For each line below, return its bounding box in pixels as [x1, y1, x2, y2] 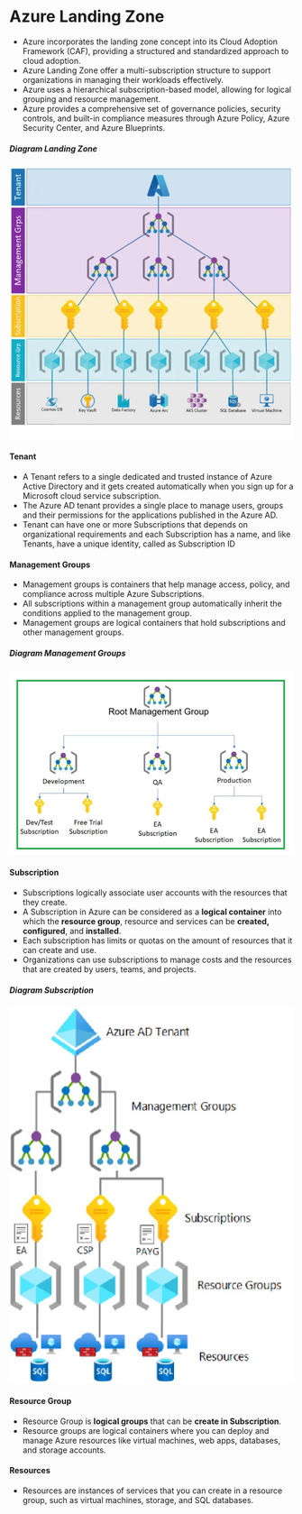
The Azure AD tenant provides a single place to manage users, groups [22, 500, 284, 510]
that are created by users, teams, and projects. [22, 964, 197, 975]
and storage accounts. [22, 1445, 106, 1455]
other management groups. [22, 627, 124, 638]
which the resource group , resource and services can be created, [22, 916, 270, 927]
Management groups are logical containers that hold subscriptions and [22, 618, 286, 629]
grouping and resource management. [22, 93, 161, 105]
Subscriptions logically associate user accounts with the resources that [22, 887, 288, 898]
